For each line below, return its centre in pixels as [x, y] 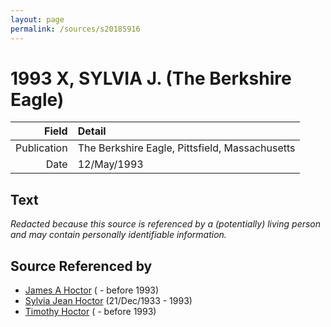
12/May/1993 [110, 164]
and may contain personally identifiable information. [118, 235]
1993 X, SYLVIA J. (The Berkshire [151, 78]
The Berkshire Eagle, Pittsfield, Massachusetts [186, 148]
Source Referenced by [81, 266]
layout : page [37, 19]
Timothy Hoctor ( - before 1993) [90, 312]
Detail [92, 131]
